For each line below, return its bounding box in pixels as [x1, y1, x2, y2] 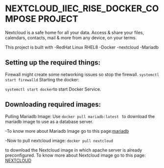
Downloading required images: [5, 100, 101, 109]
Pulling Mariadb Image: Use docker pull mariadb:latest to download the [5, 113, 155, 119]
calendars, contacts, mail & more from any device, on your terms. [5, 35, 137, 41]
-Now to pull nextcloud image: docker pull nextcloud [5, 138, 114, 144]
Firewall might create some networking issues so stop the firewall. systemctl [5, 72, 160, 77]
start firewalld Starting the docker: [5, 76, 79, 82]
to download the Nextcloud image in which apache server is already [5, 147, 142, 153]
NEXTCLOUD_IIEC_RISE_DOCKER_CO [5, 3, 159, 14]
